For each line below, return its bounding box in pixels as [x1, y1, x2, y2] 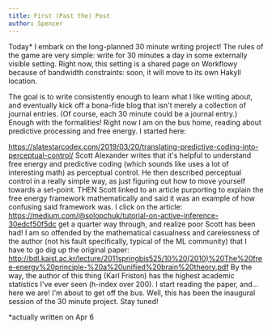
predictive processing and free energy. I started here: [8, 126, 186, 136]
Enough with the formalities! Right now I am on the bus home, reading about [8, 117, 261, 127]
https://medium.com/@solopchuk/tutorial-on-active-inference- [8, 210, 219, 220]
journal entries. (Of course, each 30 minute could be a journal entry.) [8, 108, 238, 118]
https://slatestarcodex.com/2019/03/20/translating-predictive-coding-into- [8, 142, 259, 151]
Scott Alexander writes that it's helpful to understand [75, 150, 252, 160]
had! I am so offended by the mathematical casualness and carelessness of [8, 227, 261, 237]
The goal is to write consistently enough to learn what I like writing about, [8, 91, 253, 101]
